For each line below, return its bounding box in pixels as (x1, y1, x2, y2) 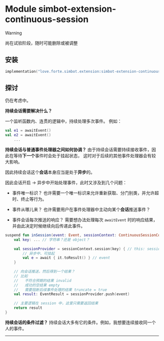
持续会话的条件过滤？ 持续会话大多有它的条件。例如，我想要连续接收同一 (5, 319, 152, 325)
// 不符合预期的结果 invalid (14, 278, 72, 283)
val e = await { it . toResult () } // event (22, 256, 110, 260)
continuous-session (5, 14, 89, 25)
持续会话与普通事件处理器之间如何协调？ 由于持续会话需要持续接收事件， (5, 147, 152, 152)
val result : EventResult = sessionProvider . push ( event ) (14, 292, 130, 297)
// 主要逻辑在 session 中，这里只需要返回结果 (14, 301, 99, 306)
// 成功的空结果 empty (14, 282, 60, 288)
